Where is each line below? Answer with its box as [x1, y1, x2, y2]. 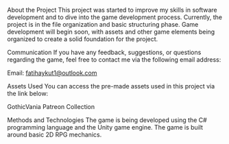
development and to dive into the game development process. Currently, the [7, 13, 223, 21]
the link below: [7, 89, 49, 97]
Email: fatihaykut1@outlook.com [7, 69, 97, 77]
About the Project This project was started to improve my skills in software [7, 6, 217, 14]
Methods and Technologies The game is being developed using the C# [7, 116, 207, 124]
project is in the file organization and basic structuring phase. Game [7, 21, 199, 28]
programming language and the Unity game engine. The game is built [7, 123, 204, 131]
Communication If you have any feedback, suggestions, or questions [7, 48, 202, 56]
